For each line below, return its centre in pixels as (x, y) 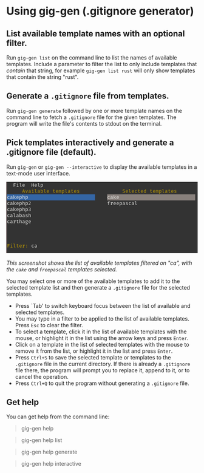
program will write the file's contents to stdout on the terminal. (84, 123)
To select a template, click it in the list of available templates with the (101, 332)
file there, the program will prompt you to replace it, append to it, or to (102, 370)
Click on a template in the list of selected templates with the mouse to (102, 344)
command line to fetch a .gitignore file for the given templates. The (91, 117)
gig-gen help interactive (51, 464)
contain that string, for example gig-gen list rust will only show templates (101, 70)
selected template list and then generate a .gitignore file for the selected (98, 287)
